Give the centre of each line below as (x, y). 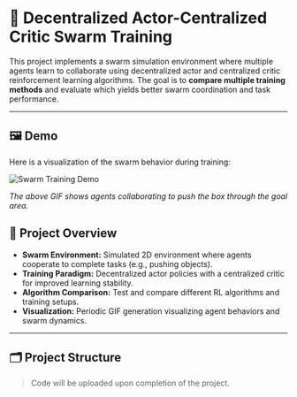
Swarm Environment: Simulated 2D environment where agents (137, 255)
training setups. (50, 302)
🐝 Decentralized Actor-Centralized (138, 18)
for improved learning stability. (78, 283)
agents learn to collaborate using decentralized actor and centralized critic (145, 71)
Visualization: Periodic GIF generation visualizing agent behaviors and (151, 311)
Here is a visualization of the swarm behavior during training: (120, 162)
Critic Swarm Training (91, 37)
